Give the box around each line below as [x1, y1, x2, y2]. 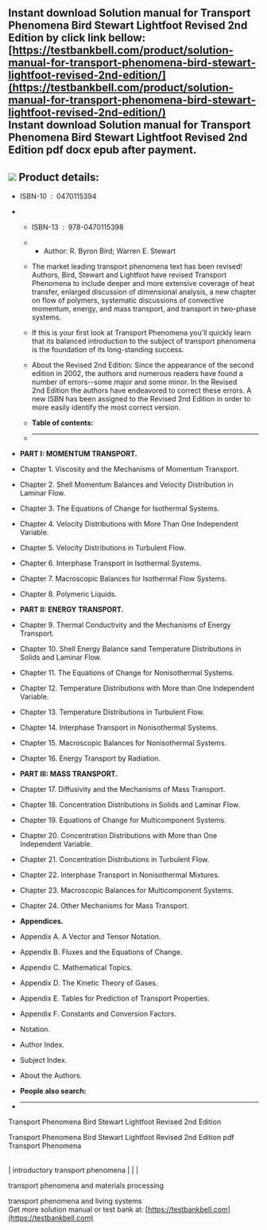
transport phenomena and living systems [8, 1197, 142, 1206]
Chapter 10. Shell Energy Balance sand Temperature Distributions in [19, 644, 242, 654]
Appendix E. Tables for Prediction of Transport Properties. [19, 993, 211, 1003]
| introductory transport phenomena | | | [8, 1165, 139, 1175]
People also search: [19, 1087, 87, 1096]
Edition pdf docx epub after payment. [8, 143, 197, 157]
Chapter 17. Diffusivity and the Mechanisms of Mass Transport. [19, 785, 226, 794]
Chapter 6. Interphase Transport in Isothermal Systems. [19, 558, 202, 568]
